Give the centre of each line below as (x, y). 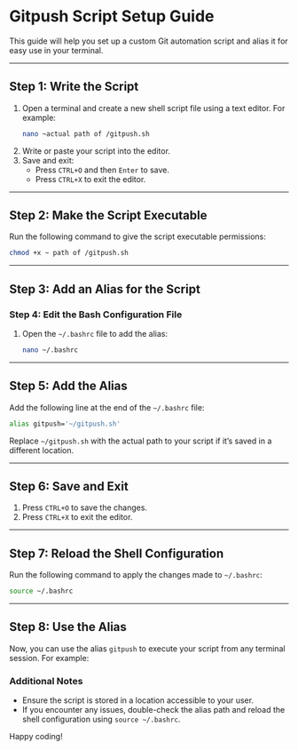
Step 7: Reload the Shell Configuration (117, 553)
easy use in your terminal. (56, 50)
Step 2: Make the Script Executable (108, 215)
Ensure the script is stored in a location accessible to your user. (138, 700)
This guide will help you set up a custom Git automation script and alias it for (149, 41)
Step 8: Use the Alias (68, 627)
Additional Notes (46, 681)
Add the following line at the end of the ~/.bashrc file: (107, 407)
